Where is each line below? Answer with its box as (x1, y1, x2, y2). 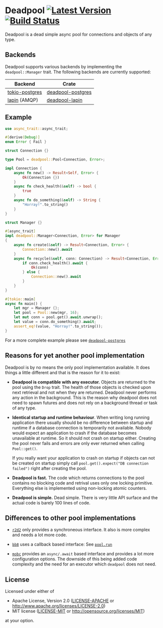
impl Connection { (5, 166, 42, 171)
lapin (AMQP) (7, 97, 38, 103)
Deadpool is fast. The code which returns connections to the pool (12, 475, 145, 481)
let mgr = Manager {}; (14, 305, 60, 311)
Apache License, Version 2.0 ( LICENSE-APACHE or (12, 598, 114, 604)
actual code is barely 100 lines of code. (12, 500, 91, 506)
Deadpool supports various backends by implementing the (5, 63, 122, 69)
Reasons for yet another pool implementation (5, 351, 145, 360)
